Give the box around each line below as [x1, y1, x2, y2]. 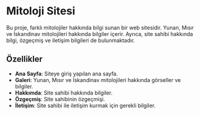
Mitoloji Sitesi [6, 4, 76, 18]
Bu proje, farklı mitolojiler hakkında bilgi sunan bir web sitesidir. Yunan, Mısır [6, 24, 194, 31]
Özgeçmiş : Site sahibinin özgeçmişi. [14, 95, 105, 102]
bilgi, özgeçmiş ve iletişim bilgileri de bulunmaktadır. [6, 37, 135, 44]
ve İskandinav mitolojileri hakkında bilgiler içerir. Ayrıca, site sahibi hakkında [6, 30, 193, 37]
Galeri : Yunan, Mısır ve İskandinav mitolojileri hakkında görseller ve [14, 76, 181, 83]
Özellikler [6, 54, 43, 64]
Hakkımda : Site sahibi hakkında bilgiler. [14, 89, 113, 96]
